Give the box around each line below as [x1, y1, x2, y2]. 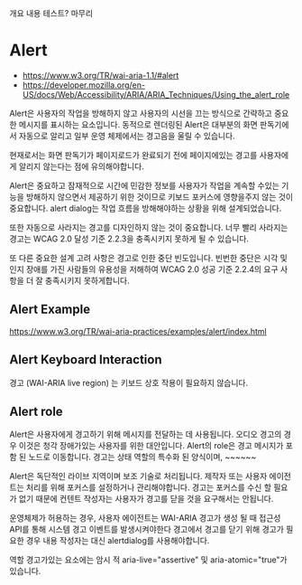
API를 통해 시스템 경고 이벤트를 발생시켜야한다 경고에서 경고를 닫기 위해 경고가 [9, 524, 284, 535]
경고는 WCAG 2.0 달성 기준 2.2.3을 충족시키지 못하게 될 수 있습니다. [9, 233, 250, 244]
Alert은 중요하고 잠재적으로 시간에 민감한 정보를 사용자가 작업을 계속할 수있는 [9, 180, 279, 191]
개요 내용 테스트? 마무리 [9, 8, 93, 18]
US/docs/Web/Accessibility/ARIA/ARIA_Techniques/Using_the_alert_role [22, 89, 290, 99]
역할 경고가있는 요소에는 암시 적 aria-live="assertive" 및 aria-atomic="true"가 [9, 554, 288, 565]
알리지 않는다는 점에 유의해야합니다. [18, 161, 144, 172]
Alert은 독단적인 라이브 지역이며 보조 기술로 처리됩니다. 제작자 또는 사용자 [9, 471, 268, 482]
